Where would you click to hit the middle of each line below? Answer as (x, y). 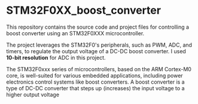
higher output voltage (33, 94)
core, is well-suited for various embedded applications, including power (95, 75)
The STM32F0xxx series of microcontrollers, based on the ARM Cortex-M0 (99, 69)
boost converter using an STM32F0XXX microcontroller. (75, 33)
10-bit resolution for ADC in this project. (56, 57)
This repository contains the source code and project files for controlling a (98, 27)
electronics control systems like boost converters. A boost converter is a (95, 82)
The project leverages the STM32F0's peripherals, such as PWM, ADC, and (99, 45)
